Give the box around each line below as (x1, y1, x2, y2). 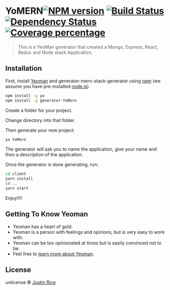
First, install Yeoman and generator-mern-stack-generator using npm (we (5, 77, 161, 84)
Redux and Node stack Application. (17, 49, 93, 55)
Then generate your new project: (5, 127, 75, 133)
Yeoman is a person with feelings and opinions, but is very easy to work (12, 229, 165, 235)
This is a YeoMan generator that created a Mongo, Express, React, (17, 44, 159, 50)
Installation (5, 64, 42, 73)
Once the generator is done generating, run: (5, 161, 99, 168)
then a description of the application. (5, 152, 84, 158)
